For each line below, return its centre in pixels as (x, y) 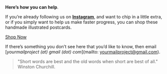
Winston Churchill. (36, 67)
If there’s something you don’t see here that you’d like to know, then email (81, 46)
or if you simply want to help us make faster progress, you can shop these (81, 22)
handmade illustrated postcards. (38, 27)
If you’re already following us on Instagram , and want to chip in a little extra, (84, 17)
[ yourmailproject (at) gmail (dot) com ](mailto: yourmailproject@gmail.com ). (83, 52)
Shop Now (16, 37)
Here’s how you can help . (32, 7)
